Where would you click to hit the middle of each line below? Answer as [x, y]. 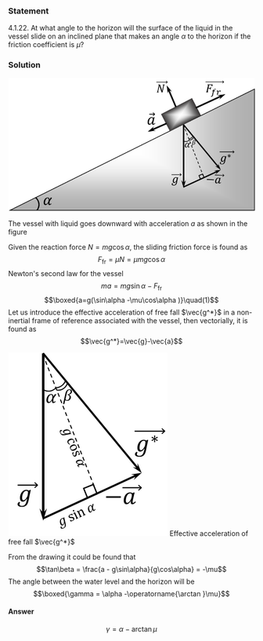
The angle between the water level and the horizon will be [101, 581]
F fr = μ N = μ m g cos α [131, 260]
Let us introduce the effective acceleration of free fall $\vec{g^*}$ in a [122, 312]
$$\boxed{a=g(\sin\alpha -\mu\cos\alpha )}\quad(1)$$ [131, 300]
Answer [21, 612]
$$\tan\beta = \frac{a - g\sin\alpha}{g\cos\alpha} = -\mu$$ [131, 569]
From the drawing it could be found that [72, 557]
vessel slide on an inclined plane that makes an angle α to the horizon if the [130, 36]
